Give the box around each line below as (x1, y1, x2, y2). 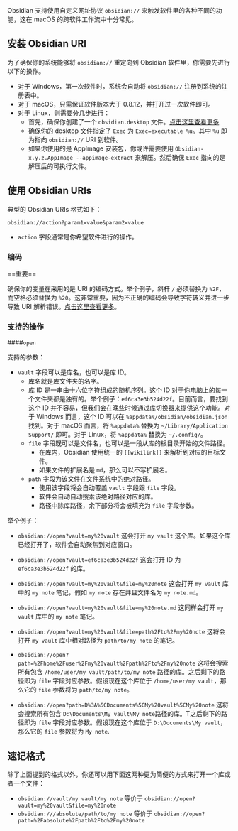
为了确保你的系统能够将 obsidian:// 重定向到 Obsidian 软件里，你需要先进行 (7, 58, 230, 66)
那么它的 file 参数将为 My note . (17, 727, 110, 736)
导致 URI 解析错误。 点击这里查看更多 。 (7, 302, 121, 310)
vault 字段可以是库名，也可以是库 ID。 (17, 368, 131, 376)
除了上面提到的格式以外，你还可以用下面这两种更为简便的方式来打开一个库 (7, 770, 225, 779)
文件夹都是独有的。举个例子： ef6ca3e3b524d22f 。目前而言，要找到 (34, 395, 229, 403)
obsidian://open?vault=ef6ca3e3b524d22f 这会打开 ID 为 (17, 555, 181, 564)
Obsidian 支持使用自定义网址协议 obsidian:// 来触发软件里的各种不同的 (7, 6, 216, 14)
